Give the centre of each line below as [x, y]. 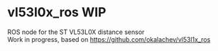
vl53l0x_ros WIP [57, 12]
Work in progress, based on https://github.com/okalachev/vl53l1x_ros [109, 39]
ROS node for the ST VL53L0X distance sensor [76, 32]
